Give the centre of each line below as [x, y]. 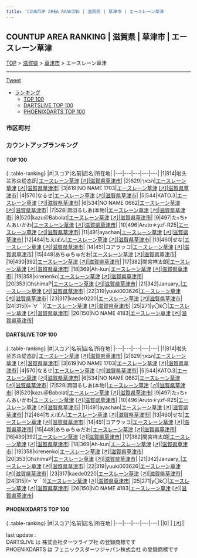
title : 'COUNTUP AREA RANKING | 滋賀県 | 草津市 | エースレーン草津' [86, 11]
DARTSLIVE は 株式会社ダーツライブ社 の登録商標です [71, 542]
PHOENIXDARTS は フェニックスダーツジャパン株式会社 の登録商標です [92, 549]
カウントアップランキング [42, 145]
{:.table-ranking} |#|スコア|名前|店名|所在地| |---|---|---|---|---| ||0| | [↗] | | [96, 523]
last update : [21, 535]
